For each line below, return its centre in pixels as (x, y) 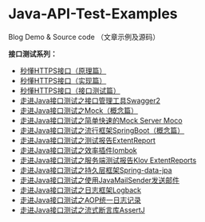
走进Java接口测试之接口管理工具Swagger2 (90, 100)
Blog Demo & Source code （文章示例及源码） (84, 37)
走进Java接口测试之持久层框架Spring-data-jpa (96, 170)
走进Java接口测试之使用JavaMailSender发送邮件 (100, 180)
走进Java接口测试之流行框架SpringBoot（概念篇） (102, 130)
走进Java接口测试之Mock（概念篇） (79, 110)
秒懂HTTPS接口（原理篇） (63, 70)
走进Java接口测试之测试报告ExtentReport (87, 140)
